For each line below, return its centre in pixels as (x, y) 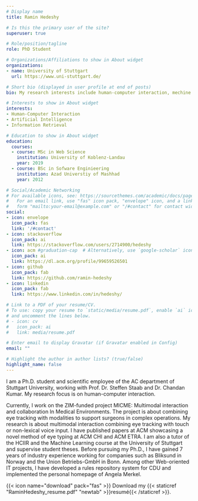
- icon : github (25, 267)
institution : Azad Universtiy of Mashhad (68, 174)
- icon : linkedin (27, 284)
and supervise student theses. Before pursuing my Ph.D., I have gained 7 (95, 449)
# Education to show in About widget (52, 136)
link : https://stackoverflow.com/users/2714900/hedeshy (81, 245)
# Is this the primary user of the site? (58, 28)
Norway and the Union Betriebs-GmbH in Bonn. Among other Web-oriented (98, 462)
